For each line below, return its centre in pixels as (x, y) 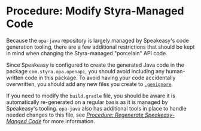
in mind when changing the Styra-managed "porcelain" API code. (87, 53)
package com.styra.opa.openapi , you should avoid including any (86, 71)
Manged (16, 121)
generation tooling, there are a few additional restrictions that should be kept (100, 47)
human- (175, 71)
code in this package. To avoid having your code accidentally (100, 78)
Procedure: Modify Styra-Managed (95, 11)
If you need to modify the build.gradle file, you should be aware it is (91, 96)
